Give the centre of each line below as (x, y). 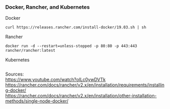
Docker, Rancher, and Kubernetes (47, 7)
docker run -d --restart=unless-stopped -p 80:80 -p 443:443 (71, 46)
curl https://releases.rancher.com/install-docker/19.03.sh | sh (76, 27)
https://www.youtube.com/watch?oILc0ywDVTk (55, 80)
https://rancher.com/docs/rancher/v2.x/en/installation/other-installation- (81, 96)
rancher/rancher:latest (30, 51)
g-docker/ (16, 90)
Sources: (15, 74)
